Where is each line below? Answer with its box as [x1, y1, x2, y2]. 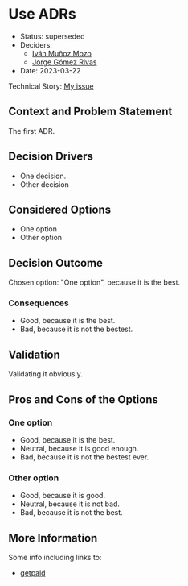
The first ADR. [8, 126, 55, 135]
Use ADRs [8, 5, 76, 23]
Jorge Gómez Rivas [31, 57, 97, 67]
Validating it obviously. [8, 369, 83, 379]
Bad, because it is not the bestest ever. [19, 452, 149, 462]
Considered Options [8, 202, 111, 216]
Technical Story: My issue [8, 81, 94, 91]
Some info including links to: [8, 553, 102, 563]
